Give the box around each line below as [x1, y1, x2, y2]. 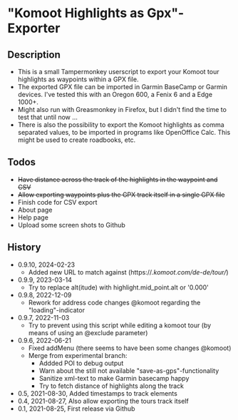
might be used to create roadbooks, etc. [17, 135, 136, 144]
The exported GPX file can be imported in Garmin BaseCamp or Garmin [17, 83, 228, 91]
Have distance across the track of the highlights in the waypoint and [17, 175, 218, 183]
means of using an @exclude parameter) [28, 328, 148, 337]
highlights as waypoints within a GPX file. [17, 75, 139, 83]
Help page [17, 212, 48, 222]
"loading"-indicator [28, 305, 86, 314]
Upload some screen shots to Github [17, 220, 126, 229]
